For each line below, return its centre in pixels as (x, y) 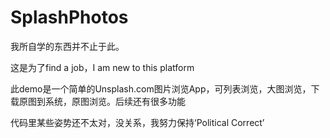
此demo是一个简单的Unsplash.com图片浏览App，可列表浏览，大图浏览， (161, 88)
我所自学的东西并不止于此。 (67, 46)
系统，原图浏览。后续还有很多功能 (115, 101)
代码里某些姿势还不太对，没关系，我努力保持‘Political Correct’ (137, 122)
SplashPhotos (69, 17)
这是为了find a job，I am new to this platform (102, 67)
